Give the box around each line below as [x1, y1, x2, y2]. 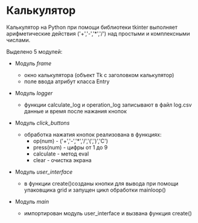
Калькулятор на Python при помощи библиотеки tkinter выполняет [6, 24, 178, 31]
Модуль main [14, 198, 49, 205]
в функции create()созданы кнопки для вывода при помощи [24, 180, 179, 187]
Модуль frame [14, 60, 52, 67]
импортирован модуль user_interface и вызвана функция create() [24, 209, 192, 217]
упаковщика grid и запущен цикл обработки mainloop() [24, 186, 166, 193]
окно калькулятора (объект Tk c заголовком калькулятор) [24, 71, 174, 78]
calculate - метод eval [33, 150, 89, 157]
